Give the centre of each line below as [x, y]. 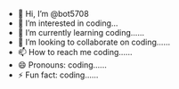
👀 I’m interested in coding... [68, 23]
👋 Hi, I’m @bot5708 [53, 14]
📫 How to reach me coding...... [75, 52]
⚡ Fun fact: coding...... [58, 75]
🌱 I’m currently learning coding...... [81, 32]
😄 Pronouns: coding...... [62, 65]
